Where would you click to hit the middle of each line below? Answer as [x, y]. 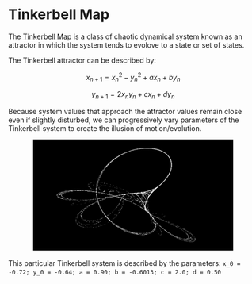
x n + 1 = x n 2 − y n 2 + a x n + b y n [133, 77]
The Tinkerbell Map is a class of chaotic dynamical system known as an [126, 36]
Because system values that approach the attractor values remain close [125, 112]
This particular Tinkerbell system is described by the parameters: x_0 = [124, 263]
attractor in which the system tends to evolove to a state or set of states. [126, 44]
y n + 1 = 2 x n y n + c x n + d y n [133, 95]
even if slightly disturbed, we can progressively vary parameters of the [124, 120]
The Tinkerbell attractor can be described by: [82, 60]
